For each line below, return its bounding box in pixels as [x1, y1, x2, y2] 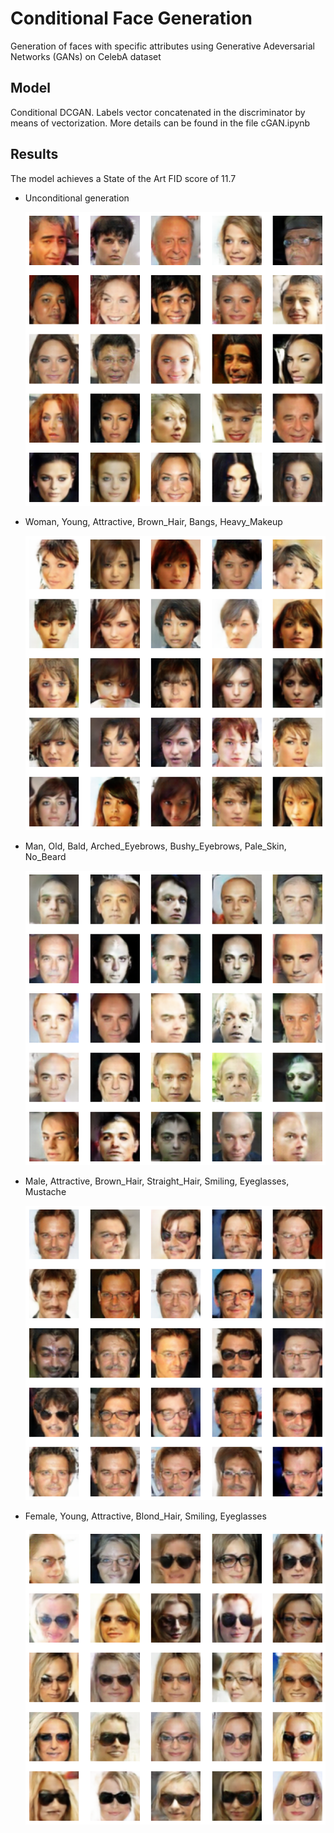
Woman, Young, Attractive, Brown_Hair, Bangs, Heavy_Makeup [24, 516, 283, 528]
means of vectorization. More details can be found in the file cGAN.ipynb [10, 117, 311, 129]
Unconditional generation [24, 192, 130, 204]
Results [10, 146, 59, 163]
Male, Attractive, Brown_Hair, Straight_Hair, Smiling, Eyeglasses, [24, 1175, 290, 1187]
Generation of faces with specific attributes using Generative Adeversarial [10, 40, 315, 52]
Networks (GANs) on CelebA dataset [10, 50, 162, 62]
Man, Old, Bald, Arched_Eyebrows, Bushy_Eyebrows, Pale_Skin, [24, 840, 287, 852]
